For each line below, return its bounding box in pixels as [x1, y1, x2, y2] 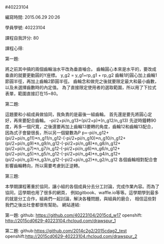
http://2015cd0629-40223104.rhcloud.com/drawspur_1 [5, 218, 116, 223]
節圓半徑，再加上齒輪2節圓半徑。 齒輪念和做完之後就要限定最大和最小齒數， [5, 78, 159, 84]
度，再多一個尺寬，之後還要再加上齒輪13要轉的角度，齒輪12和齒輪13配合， [5, 124, 156, 129]
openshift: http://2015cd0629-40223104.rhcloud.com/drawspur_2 [5, 233, 138, 239]
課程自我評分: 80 [5, 35, 39, 41]
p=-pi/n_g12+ [81, 130, 109, 135]
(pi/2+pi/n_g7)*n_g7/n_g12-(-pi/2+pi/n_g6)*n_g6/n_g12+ [5, 146, 120, 151]
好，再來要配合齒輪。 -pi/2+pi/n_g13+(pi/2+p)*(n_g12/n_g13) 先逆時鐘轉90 [5, 117, 157, 123]
